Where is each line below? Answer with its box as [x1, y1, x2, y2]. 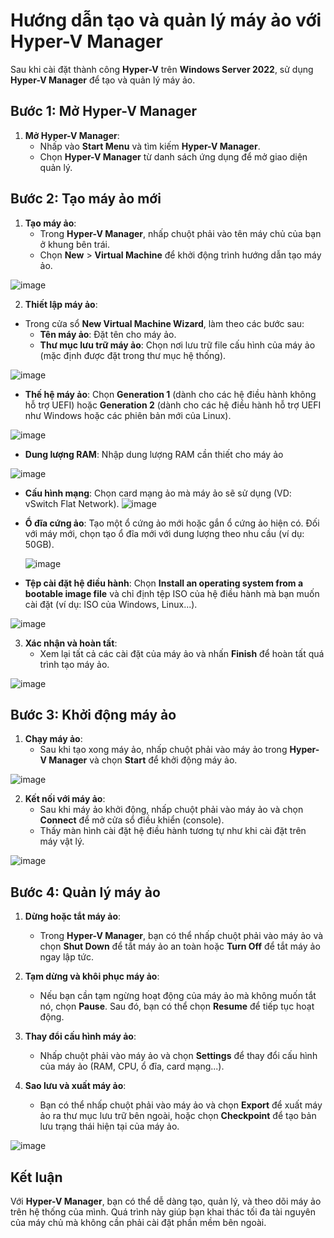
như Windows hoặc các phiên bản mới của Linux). [24, 409, 232, 421]
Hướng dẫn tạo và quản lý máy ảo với [10, 9, 322, 32]
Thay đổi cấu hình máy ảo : [24, 1030, 137, 1043]
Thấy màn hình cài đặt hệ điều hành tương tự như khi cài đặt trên [39, 825, 307, 837]
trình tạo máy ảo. [39, 658, 110, 670]
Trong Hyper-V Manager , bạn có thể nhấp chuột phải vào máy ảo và [39, 930, 324, 942]
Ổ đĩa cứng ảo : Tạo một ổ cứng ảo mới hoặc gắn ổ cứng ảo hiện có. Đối [24, 517, 320, 529]
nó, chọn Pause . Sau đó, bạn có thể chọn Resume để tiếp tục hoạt [39, 1000, 315, 1013]
